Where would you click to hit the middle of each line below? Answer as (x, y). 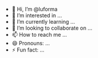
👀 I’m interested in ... (37, 15)
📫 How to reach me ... (39, 35)
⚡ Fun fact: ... (28, 50)
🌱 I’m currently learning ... (43, 22)
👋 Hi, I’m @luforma (34, 9)
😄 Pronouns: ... (31, 43)
